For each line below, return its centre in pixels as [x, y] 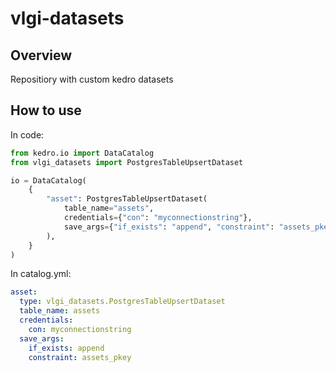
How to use [46, 110]
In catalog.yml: [41, 274]
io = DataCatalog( [48, 180]
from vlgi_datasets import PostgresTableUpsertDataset [127, 162]
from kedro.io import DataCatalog [82, 153]
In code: [27, 134]
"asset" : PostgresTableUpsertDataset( [127, 199]
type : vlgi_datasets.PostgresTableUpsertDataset [122, 302]
